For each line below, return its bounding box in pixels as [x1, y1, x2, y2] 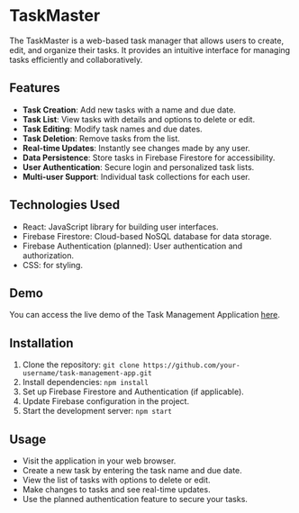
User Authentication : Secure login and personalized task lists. [22, 161, 255, 172]
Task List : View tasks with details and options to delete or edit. [22, 113, 255, 124]
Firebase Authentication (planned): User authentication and [22, 240, 243, 251]
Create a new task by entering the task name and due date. [22, 465, 243, 475]
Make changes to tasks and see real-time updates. [22, 484, 211, 495]
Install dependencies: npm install [22, 377, 149, 388]
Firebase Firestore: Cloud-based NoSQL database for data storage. [22, 230, 272, 241]
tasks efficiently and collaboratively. [9, 54, 143, 65]
